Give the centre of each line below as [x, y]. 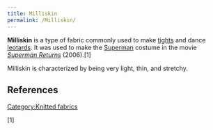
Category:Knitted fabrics [42, 107]
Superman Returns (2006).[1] [49, 55]
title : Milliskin [32, 14]
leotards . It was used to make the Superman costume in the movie [102, 47]
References [33, 90]
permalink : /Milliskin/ [42, 20]
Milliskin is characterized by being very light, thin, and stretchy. [97, 68]
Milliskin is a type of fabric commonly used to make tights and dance [106, 40]
